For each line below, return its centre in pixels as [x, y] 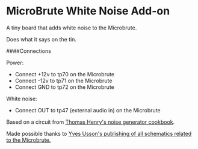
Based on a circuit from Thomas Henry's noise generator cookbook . [91, 122]
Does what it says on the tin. [42, 39]
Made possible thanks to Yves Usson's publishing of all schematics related [99, 133]
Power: [15, 62]
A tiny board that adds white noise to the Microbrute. [72, 28]
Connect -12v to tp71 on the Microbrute [63, 81]
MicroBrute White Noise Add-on [88, 11]
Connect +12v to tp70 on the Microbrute [65, 74]
